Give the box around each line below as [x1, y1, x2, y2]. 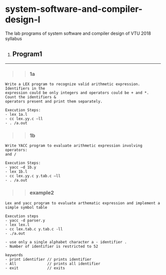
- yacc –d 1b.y [5, 165, 37, 170]
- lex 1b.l [5, 169, 28, 174]
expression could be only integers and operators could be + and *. [5, 91, 149, 95]
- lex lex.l [5, 222, 30, 227]
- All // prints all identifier [5, 261, 100, 266]
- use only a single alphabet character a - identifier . [5, 239, 127, 244]
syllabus [5, 36, 22, 42]
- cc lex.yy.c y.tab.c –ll [5, 174, 61, 179]
